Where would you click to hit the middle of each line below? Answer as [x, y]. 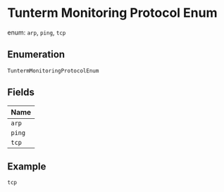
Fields [21, 92]
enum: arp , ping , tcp [37, 32]
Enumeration [36, 55]
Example [27, 166]
